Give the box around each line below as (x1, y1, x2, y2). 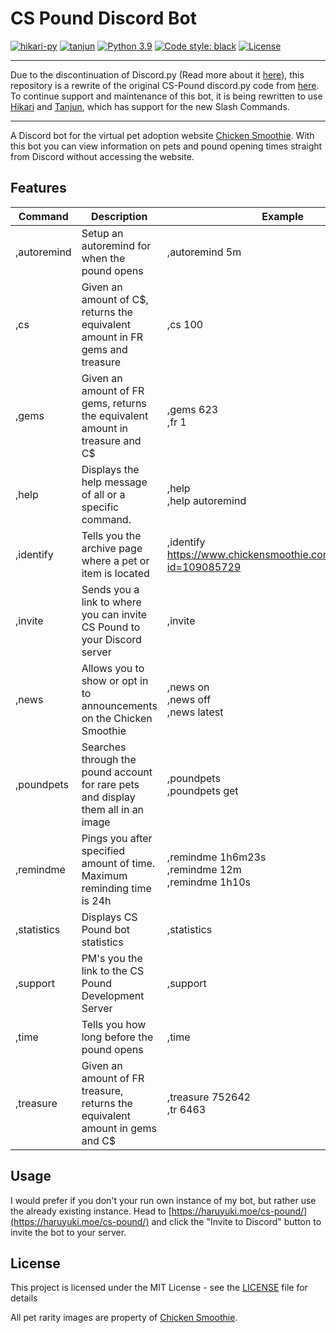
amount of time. (81, 856, 156, 870)
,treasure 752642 (166, 1090, 252, 1104)
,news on (166, 680, 210, 694)
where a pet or (81, 553, 150, 567)
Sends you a (81, 582, 140, 596)
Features (10, 180, 67, 197)
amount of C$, (81, 292, 149, 306)
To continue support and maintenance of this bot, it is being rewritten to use (10, 90, 323, 102)
